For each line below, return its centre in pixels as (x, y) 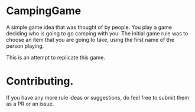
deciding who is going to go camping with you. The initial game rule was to (97, 33)
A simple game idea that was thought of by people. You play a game (89, 27)
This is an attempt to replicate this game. (56, 57)
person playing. (25, 46)
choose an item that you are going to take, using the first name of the (90, 39)
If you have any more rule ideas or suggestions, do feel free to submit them (98, 97)
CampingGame (44, 11)
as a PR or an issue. (30, 104)
